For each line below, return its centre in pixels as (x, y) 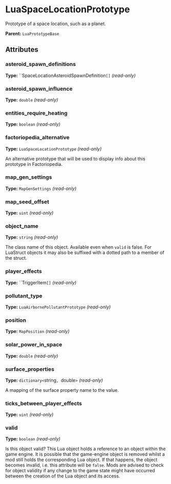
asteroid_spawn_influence (39, 89)
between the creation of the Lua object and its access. (63, 476)
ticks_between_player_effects (44, 403)
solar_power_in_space (34, 345)
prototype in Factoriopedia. (34, 164)
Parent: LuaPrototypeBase (32, 33)
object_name (22, 226)
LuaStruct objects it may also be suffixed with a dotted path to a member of (85, 252)
